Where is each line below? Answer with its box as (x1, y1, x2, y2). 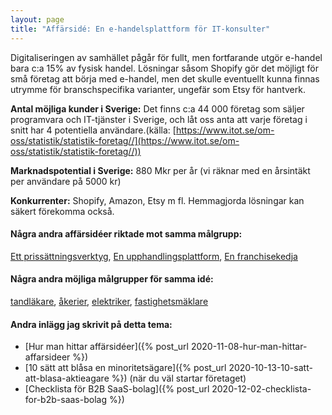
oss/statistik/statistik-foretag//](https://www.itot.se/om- (10, 134, 240, 146)
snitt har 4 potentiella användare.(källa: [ (10, 124, 177, 136)
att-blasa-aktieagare (24, 372, 110, 385)
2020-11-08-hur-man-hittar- (190, 341, 308, 353)
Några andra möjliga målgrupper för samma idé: (10, 273, 214, 285)
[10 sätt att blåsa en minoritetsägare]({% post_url (24, 362, 227, 374)
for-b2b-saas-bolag (24, 394, 107, 406)
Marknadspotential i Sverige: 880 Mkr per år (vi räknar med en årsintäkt (10, 164, 311, 176)
